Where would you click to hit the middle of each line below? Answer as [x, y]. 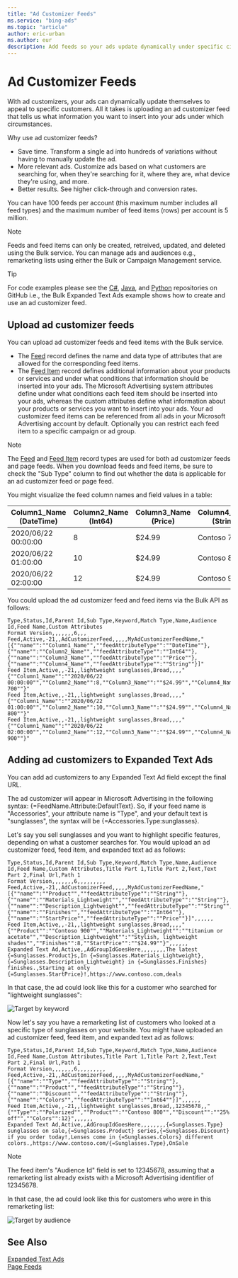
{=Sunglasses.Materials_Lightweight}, [147, 955]
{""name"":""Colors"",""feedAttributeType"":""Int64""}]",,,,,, [104, 1100]
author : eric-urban [36, 34]
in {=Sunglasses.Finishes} [168, 962]
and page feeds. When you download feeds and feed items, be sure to [110, 466]
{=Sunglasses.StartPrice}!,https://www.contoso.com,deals [95, 974]
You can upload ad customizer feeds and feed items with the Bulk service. [116, 342]
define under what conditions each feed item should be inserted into [118, 393]
